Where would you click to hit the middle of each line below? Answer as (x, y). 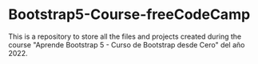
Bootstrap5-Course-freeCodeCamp (129, 15)
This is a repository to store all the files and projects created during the (125, 36)
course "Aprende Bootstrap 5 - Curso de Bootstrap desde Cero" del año (127, 44)
